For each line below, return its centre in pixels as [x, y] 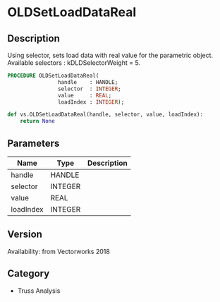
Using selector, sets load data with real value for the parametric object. [110, 55]
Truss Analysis [39, 291]
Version [25, 235]
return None [37, 121]
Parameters [33, 143]
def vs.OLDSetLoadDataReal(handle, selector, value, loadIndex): [105, 115]
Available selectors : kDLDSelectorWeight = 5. [74, 63]
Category [29, 273]
